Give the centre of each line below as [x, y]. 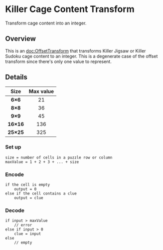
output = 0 [25, 189]
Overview [21, 39]
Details [16, 77]
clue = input [28, 234]
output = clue [29, 198]
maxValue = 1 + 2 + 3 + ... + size [42, 162]
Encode [14, 174]
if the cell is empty [28, 185]
